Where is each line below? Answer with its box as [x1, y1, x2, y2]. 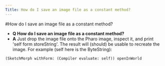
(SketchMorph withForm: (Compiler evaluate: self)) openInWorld [5, 56, 142, 61]
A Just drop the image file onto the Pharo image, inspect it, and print [12, 36, 154, 42]
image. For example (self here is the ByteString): [12, 46, 112, 52]
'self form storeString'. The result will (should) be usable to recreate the [12, 41, 160, 47]
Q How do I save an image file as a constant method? [12, 30, 124, 36]
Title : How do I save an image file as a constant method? [5, 7, 131, 12]
